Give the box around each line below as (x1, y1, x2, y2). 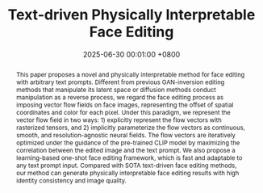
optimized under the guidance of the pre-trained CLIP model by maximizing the (15, 138, 240, 147)
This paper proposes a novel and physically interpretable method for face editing (15, 70, 245, 78)
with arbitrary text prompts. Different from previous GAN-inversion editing (15, 78, 225, 86)
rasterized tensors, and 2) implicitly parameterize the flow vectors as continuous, (15, 123, 246, 132)
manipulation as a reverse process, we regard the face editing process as (15, 93, 224, 102)
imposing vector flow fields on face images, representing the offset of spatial (15, 100, 234, 109)
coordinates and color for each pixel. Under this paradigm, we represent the (15, 107, 232, 116)
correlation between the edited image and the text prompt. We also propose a (15, 145, 236, 154)
